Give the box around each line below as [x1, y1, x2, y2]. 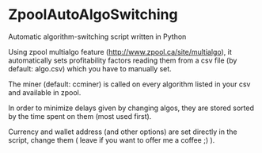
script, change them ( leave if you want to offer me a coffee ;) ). [8, 135, 215, 144]
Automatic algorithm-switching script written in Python [8, 32, 187, 41]
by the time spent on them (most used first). [8, 111, 152, 120]
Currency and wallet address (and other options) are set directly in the [8, 127, 237, 136]
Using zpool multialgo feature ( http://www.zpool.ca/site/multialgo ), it [8, 47, 232, 56]
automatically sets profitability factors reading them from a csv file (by [8, 55, 237, 65]
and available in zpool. [8, 87, 82, 97]
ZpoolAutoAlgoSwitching [8, 6, 178, 24]
